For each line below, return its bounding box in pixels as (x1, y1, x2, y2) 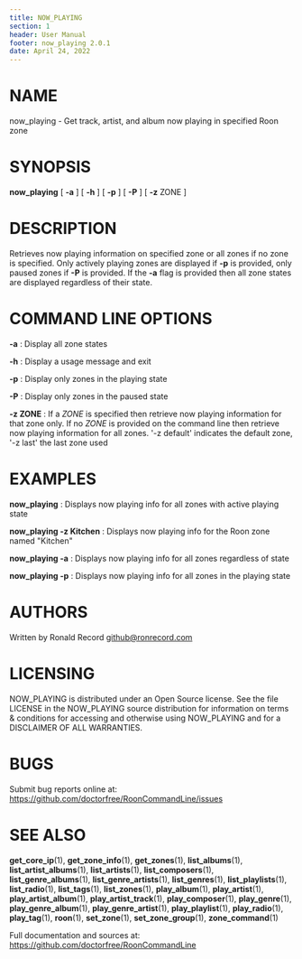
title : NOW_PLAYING (9, 13, 83, 23)
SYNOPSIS (9, 157, 92, 177)
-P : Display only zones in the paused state (9, 390, 169, 402)
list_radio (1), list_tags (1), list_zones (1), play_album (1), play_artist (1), (9, 883, 264, 894)
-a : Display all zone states (9, 338, 108, 349)
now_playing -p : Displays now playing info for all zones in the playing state (9, 570, 291, 581)
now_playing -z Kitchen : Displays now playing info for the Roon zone (9, 526, 270, 536)
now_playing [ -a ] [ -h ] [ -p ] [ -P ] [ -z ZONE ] (9, 187, 188, 197)
